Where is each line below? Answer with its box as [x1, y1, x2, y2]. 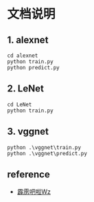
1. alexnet [7, 34, 49, 45]
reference [7, 169, 50, 181]
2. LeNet [7, 83, 45, 95]
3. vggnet [7, 126, 49, 137]
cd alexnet [7, 52, 38, 59]
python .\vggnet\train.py [7, 144, 81, 151]
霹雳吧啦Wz [16, 188, 51, 196]
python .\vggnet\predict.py [7, 150, 88, 157]
